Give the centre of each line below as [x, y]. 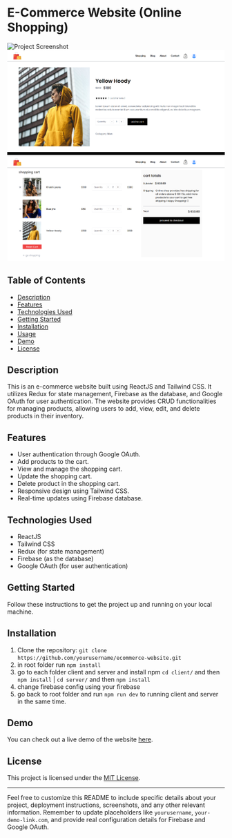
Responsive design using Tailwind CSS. [73, 491]
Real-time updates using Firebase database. [80, 498]
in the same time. [42, 701]
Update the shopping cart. [55, 476]
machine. [20, 612]
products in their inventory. [46, 416]
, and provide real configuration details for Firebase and [126, 820]
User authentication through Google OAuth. [79, 454]
